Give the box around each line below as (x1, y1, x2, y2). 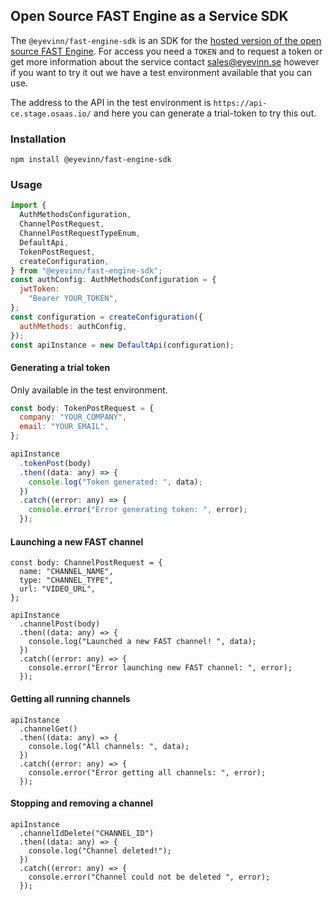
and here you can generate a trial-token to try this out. (93, 107, 317, 119)
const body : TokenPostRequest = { (10, 403, 155, 413)
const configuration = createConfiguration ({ (10, 312, 203, 322)
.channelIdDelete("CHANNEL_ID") (19, 828, 155, 838)
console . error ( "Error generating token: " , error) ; (28, 505, 248, 515)
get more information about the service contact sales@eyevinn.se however (10, 55, 320, 68)
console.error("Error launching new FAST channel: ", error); (28, 663, 293, 673)
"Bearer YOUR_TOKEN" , (28, 294, 118, 304)
